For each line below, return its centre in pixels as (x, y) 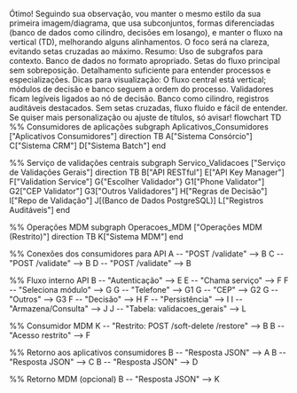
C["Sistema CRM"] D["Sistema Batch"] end (88, 145)
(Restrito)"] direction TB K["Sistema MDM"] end (96, 236)
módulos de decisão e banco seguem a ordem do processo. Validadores (142, 89)
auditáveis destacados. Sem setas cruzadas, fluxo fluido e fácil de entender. (148, 108)
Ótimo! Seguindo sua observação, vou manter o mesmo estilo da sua (135, 14)
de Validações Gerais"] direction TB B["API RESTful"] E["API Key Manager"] (147, 172)
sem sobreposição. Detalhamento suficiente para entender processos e (140, 70)
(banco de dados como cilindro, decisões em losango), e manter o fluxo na (146, 32)
